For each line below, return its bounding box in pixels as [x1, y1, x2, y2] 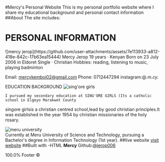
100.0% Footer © [5, 152, 41, 158]
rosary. [5, 117, 20, 123]
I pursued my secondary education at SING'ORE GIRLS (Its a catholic [5, 93, 152, 98]
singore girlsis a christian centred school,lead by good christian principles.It [5, 106, 160, 112]
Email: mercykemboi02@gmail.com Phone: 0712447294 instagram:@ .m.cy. [5, 74, 159, 80]
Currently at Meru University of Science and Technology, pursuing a [5, 132, 145, 138]
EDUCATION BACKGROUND [5, 83, 63, 89]
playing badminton [5, 64, 43, 70]
